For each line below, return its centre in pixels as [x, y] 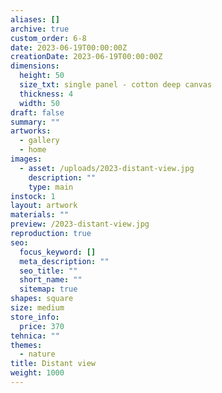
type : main [51, 187]
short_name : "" [51, 280]
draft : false [37, 112]
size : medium [37, 308]
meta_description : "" [64, 261]
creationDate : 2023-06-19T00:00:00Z [86, 57]
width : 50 [39, 103]
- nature [37, 354]
